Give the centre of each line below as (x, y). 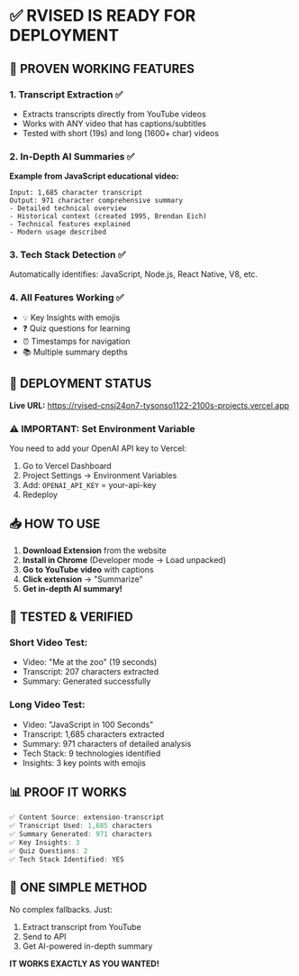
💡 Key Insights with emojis (71, 318)
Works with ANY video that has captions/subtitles (114, 124)
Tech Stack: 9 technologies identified (91, 753)
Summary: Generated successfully (86, 681)
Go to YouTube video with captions (88, 569)
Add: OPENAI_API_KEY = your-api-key (89, 484)
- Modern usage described (58, 232)
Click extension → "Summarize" (82, 579)
